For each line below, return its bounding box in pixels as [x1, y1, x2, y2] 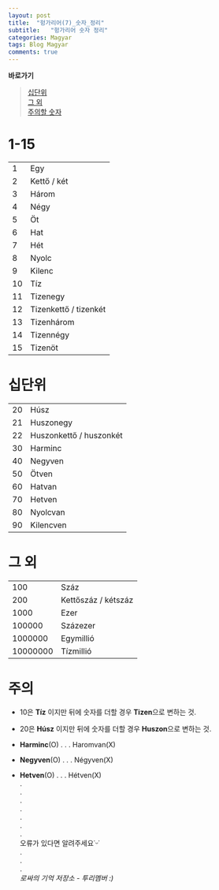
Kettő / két [30, 175, 69, 186]
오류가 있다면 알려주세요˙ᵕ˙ [19, 838, 100, 847]
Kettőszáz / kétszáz [61, 594, 134, 605]
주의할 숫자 [27, 107, 62, 117]
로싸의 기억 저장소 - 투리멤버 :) [19, 873, 114, 883]
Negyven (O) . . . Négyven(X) [19, 754, 114, 765]
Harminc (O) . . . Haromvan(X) [19, 739, 116, 749]
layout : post [8, 11, 51, 20]
